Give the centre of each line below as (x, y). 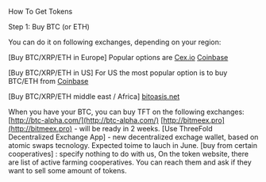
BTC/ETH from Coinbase (48, 81)
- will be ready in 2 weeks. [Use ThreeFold (143, 129)
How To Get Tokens (40, 11)
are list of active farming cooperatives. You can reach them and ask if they (130, 162)
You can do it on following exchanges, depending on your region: (115, 42)
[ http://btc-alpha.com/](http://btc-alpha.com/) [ (86, 120)
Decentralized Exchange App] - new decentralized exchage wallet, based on (133, 137)
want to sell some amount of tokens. (67, 171)
